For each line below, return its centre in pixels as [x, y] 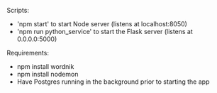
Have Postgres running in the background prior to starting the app [113, 82]
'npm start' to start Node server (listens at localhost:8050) [102, 24]
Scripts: [18, 10]
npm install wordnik [45, 66]
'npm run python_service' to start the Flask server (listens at [105, 32]
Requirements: [28, 53]
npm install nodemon [48, 74]
